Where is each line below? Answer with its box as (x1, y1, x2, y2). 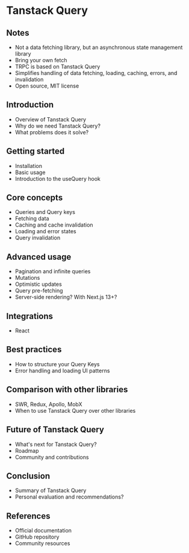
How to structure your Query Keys (14, 360, 100, 367)
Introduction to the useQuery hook (14, 175, 101, 182)
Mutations (14, 274, 40, 282)
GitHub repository (14, 533, 60, 541)
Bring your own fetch (14, 57, 67, 63)
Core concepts (6, 193, 63, 203)
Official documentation (14, 527, 72, 534)
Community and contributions (14, 453, 89, 461)
